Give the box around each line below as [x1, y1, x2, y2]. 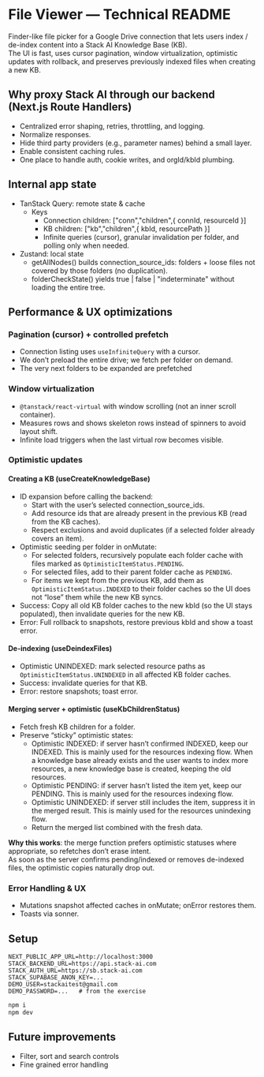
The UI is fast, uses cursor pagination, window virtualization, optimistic [8, 48, 238, 58]
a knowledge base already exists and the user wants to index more [31, 756, 249, 765]
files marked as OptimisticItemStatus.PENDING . [31, 559, 184, 568]
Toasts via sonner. [19, 909, 80, 918]
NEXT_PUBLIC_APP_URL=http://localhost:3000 [8, 953, 154, 961]
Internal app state [8, 178, 97, 191]
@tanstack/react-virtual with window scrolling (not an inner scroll [19, 401, 236, 411]
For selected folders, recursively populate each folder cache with [31, 550, 244, 559]
